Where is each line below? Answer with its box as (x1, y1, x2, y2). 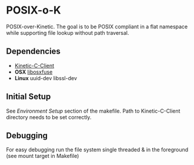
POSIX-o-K (6, 4, 61, 17)
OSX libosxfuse (14, 68, 53, 75)
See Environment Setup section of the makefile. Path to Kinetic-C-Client (6, 107, 180, 114)
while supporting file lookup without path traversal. (6, 29, 129, 36)
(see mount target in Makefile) (6, 153, 79, 160)
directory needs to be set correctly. (6, 113, 92, 121)
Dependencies (6, 47, 61, 57)
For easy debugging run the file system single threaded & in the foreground (6, 146, 189, 153)
